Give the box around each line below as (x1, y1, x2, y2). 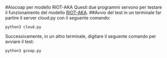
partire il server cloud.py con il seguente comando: (5, 15, 111, 20)
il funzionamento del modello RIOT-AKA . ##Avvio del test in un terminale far (5, 9, 161, 15)
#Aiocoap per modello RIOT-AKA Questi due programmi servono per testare (5, 4, 162, 10)
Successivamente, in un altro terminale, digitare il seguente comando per (5, 33, 156, 39)
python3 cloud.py (5, 24, 42, 29)
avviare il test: (5, 38, 34, 44)
